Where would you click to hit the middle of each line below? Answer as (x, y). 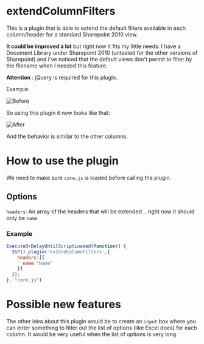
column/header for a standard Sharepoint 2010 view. (72, 34)
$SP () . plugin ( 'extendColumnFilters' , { (61, 252)
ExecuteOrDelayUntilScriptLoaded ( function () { (66, 246)
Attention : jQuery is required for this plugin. (62, 77)
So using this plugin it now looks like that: (58, 112)
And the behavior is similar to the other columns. (67, 136)
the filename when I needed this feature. (57, 66)
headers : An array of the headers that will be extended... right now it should (100, 212)
